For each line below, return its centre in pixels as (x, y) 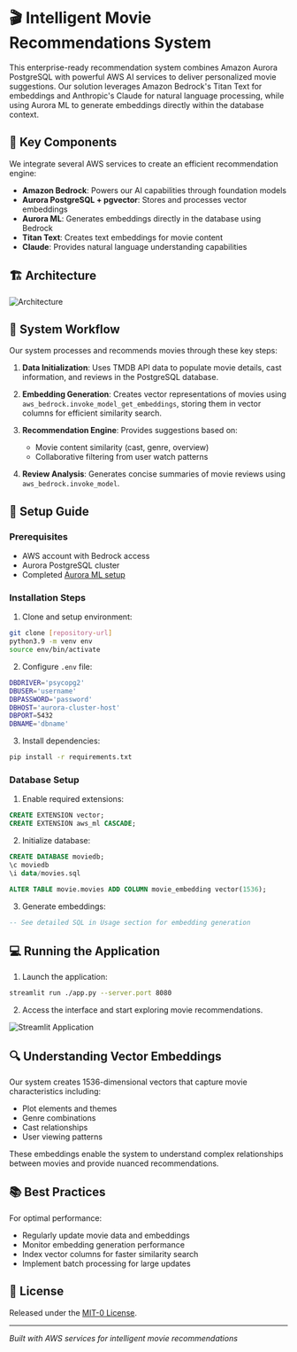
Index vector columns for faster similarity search (110, 1254)
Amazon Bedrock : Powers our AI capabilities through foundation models (154, 190)
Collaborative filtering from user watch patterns (122, 457)
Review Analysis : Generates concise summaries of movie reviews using (153, 474)
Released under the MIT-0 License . (73, 1312)
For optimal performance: (56, 1218)
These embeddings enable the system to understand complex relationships (146, 1154)
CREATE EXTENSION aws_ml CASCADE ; (73, 824)
